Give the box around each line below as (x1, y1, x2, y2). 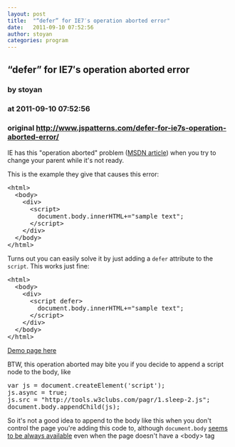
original (7, 123, 35, 133)
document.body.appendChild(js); (7, 403, 120, 411)
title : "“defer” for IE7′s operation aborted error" (7, 17, 171, 24)
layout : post (7, 10, 46, 18)
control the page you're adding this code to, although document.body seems (7, 423, 228, 432)
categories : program (7, 37, 69, 44)
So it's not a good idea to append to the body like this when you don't (7, 416, 211, 425)
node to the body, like (7, 367, 71, 376)
